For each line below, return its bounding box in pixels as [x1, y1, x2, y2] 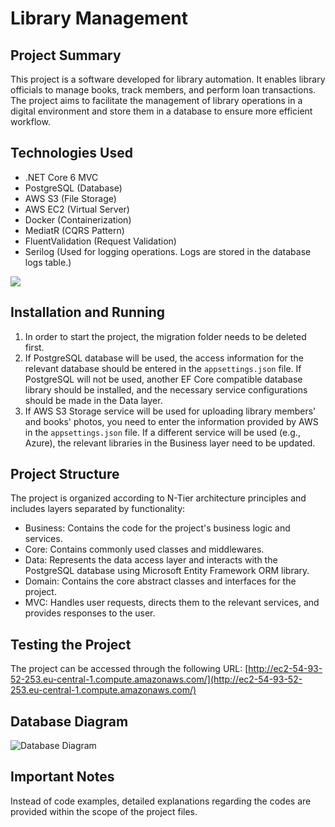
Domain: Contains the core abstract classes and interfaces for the [24, 575, 297, 587]
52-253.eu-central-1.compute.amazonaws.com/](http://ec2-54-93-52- [10, 673, 303, 686]
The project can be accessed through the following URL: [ [10, 663, 249, 675]
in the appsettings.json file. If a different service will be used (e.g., [24, 426, 301, 438]
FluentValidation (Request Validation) [24, 235, 177, 247]
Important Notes [10, 768, 115, 786]
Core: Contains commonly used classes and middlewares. [24, 543, 265, 556]
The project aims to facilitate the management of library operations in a [10, 95, 303, 106]
